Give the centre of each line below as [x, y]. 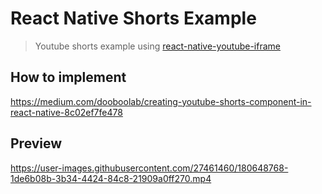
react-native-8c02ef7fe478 [66, 112]
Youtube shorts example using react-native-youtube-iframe [157, 46]
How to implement [68, 77]
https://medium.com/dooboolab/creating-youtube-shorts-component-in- [161, 101]
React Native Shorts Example [133, 18]
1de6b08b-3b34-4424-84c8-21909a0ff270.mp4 [111, 178]
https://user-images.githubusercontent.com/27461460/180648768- [149, 168]
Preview [36, 143]
